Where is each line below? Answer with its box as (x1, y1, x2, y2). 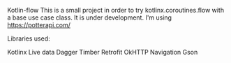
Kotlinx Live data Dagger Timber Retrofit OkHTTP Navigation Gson (7, 48, 198, 56)
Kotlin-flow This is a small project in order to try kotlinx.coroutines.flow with (7, 6, 225, 14)
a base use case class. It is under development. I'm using (7, 13, 172, 22)
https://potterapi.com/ (7, 21, 71, 29)
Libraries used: (7, 34, 50, 43)
